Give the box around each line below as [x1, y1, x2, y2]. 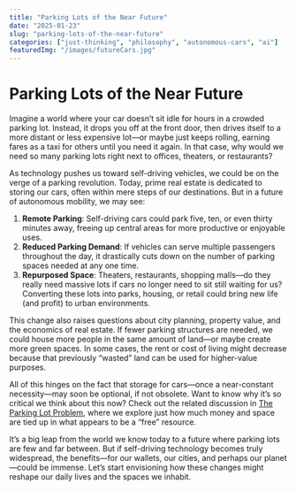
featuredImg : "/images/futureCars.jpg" [9, 46, 156, 55]
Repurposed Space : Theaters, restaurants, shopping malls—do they [21, 270, 271, 280]
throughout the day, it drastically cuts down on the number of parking [21, 251, 276, 262]
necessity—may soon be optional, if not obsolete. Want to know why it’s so [9, 388, 282, 399]
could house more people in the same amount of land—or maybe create [9, 334, 271, 345]
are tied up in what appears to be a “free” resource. [9, 417, 197, 427]
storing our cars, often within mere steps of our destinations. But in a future [9, 187, 284, 197]
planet [263, 453, 287, 464]
